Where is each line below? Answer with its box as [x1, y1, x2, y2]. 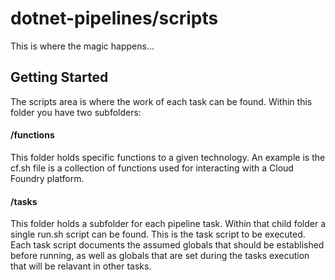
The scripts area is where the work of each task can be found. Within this [10, 95, 313, 107]
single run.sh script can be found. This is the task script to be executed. [10, 228, 306, 241]
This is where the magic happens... [10, 40, 155, 52]
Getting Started [10, 69, 109, 86]
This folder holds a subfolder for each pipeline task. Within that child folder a [10, 218, 326, 230]
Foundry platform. [10, 172, 85, 184]
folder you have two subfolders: [10, 106, 142, 118]
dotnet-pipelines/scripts [10, 7, 219, 30]
